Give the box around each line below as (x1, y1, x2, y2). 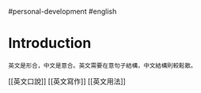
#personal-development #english (8, 7, 117, 16)
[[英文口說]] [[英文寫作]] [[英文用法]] (8, 76, 127, 86)
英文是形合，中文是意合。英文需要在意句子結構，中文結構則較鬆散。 (8, 61, 197, 69)
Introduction (8, 35, 92, 52)
